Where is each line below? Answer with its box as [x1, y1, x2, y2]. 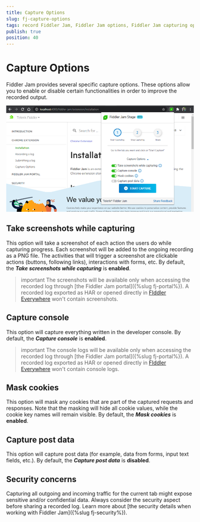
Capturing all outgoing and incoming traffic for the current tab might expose [6, 490, 192, 498]
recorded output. [6, 94, 48, 101]
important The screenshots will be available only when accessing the [20, 276, 190, 283]
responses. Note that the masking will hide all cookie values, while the [6, 404, 178, 412]
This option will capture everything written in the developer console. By [6, 328, 182, 335]
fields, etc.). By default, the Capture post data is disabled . [6, 457, 151, 464]
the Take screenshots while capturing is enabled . [6, 264, 131, 271]
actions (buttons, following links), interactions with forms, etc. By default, [6, 258, 186, 265]
